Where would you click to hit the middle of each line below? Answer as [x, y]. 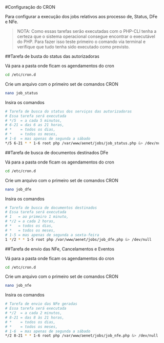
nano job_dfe [18, 189]
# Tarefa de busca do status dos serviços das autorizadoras [69, 111]
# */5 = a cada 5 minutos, [34, 120]
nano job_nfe [18, 286]
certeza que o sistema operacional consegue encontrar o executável [86, 36]
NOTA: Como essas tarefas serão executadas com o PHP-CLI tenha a [87, 31]
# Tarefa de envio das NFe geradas [41, 304]
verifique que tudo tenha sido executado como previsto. [73, 47]
